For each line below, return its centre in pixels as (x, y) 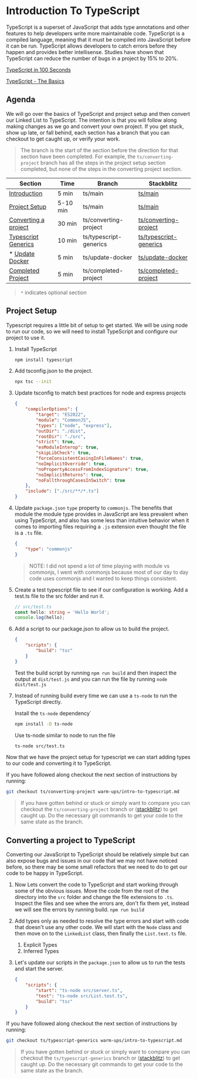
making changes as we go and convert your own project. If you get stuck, (95, 126)
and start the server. (39, 969)
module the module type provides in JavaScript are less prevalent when (101, 514)
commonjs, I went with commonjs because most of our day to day (109, 572)
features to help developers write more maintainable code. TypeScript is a (95, 33)
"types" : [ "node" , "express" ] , (74, 425)
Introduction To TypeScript (73, 11)
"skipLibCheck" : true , (64, 453)
